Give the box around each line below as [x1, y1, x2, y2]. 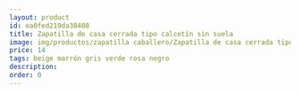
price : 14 [9, 46, 46, 55]
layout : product [9, 12, 70, 22]
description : [9, 63, 58, 72]
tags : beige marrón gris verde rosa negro [9, 54, 170, 63]
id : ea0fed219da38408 [9, 21, 90, 30]
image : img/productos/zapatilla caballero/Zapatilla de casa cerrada [9, 37, 274, 47]
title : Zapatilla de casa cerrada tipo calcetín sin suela [9, 29, 234, 38]
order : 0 [9, 71, 42, 80]
